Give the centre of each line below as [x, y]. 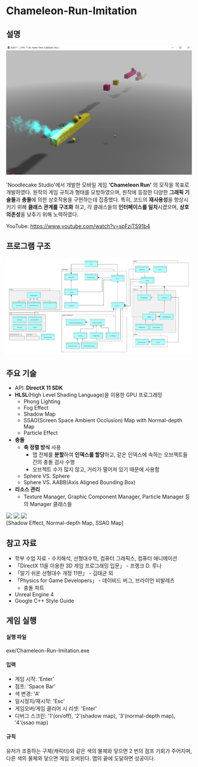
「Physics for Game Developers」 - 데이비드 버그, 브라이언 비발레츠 [95, 580]
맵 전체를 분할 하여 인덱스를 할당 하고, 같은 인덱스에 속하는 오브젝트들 [110, 455]
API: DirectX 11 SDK [39, 388]
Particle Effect [40, 433]
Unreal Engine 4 [34, 594]
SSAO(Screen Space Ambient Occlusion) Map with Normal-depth [103, 420]
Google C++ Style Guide [44, 600]
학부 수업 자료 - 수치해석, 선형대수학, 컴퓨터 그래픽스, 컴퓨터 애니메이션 [96, 558]
